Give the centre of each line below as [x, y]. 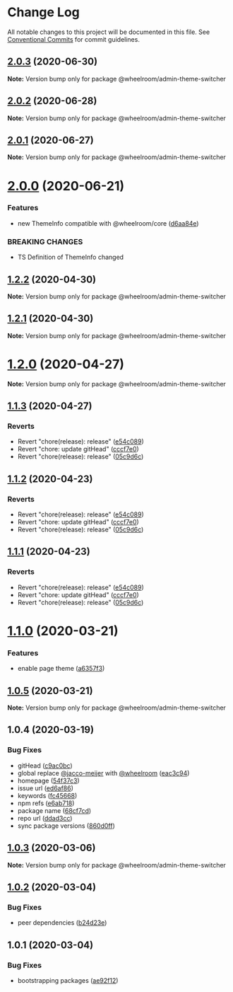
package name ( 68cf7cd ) [54, 810]
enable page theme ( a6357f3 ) [61, 669]
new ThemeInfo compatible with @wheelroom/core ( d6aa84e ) [108, 223]
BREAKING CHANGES [45, 241]
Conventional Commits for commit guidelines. [73, 39]
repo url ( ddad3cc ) [45, 818]
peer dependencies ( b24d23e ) [62, 923]
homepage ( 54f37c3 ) [48, 780]
